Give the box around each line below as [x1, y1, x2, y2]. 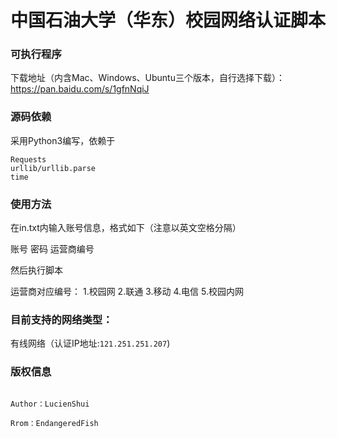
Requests [10, 154, 47, 165]
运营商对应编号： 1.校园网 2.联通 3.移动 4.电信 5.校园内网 [10, 286, 244, 298]
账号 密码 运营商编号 [10, 243, 95, 255]
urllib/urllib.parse [10, 163, 97, 173]
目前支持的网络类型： [10, 313, 113, 326]
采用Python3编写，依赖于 [10, 134, 116, 146]
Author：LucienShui [10, 399, 90, 409]
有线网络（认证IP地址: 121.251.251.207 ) [10, 337, 171, 350]
